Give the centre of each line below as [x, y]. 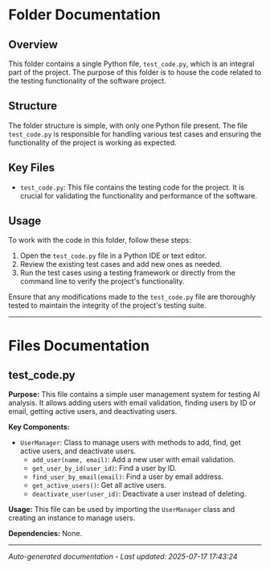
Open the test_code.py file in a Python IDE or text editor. [113, 256]
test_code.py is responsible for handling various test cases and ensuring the [135, 133]
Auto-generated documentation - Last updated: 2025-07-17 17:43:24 [123, 557]
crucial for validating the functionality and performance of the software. [138, 195]
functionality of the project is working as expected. [92, 142]
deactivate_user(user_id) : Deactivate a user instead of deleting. [139, 494]
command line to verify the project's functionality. [102, 281]
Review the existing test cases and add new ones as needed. [121, 264]
